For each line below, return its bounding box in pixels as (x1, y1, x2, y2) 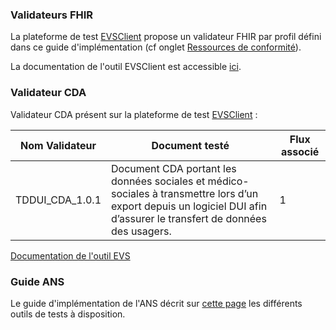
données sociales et (111, 174, 206, 188)
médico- (207, 174, 250, 188)
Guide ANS (10, 274, 65, 288)
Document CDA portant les (111, 161, 237, 175)
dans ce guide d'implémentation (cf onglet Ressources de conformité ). (10, 41, 302, 53)
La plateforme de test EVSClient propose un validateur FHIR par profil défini (10, 31, 322, 43)
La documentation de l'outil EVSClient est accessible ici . (10, 61, 242, 73)
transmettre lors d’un (160, 186, 259, 200)
